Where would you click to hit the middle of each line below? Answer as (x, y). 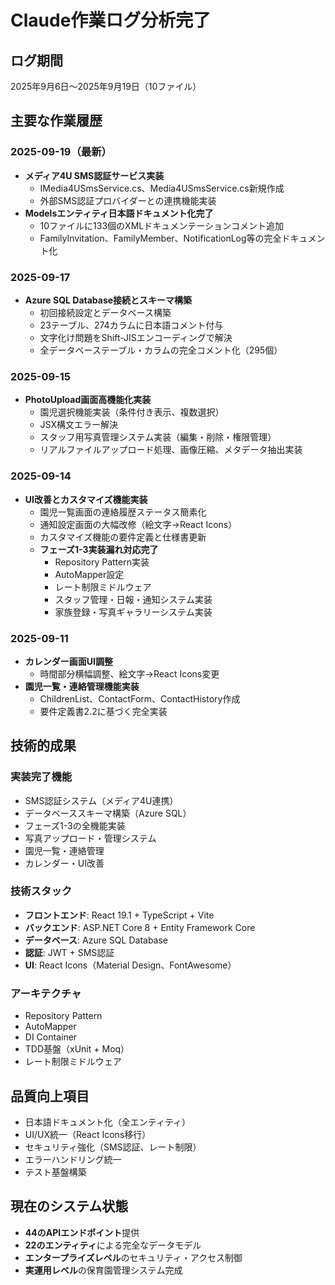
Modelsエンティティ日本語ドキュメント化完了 (119, 213)
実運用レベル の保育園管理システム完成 (103, 1270)
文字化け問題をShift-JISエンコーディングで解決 (136, 337)
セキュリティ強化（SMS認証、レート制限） (113, 1147)
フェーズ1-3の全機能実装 (75, 825)
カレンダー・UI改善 (64, 863)
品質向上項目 (50, 1096)
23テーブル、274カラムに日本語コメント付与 (131, 325)
